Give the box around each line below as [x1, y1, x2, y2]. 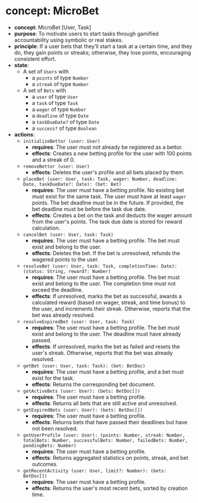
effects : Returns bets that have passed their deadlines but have [31, 418, 188, 425]
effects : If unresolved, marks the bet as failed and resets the [31, 343, 180, 350]
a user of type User [31, 93, 78, 100]
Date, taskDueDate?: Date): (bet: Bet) [23, 181, 122, 187]
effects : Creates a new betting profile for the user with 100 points [31, 149, 192, 157]
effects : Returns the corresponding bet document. [31, 381, 155, 388]
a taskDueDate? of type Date [31, 118, 100, 125]
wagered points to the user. [31, 256, 99, 263]
